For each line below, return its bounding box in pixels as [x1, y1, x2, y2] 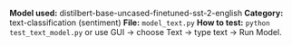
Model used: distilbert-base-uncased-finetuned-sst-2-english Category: [9, 8, 284, 18]
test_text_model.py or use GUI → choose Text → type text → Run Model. [9, 27, 283, 37]
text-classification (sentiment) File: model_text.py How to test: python [9, 17, 270, 28]
